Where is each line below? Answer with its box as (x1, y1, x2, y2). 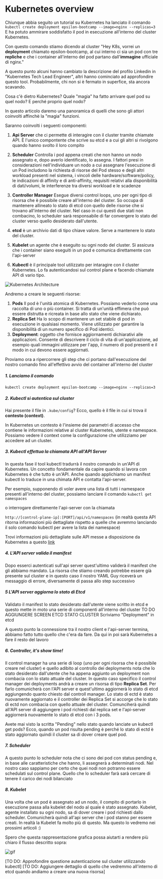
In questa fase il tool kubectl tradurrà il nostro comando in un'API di (5, 461, 140, 466)
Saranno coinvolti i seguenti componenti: (5, 123, 87, 128)
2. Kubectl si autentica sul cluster (5, 395, 74, 401)
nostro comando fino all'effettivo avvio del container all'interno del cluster (5, 361, 153, 367)
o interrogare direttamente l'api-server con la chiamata (5, 504, 115, 510)
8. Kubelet (5, 787, 26, 792)
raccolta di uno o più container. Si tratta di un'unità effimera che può (12, 305, 149, 311)
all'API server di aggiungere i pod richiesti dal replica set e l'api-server (5, 706, 146, 712)
